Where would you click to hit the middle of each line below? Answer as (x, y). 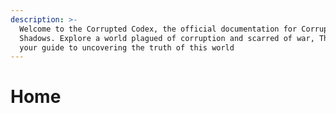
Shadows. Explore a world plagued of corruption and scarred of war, (167, 38)
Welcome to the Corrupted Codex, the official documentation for (158, 29)
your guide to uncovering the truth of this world (127, 47)
